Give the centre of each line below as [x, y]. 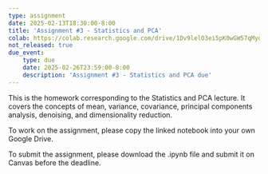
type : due [39, 61]
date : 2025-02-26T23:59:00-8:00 [76, 68]
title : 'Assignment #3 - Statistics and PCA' [85, 30]
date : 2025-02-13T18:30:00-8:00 [62, 23]
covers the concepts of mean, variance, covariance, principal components [130, 106]
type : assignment [37, 16]
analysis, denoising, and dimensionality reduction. [91, 115]
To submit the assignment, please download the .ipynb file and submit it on [132, 154]
